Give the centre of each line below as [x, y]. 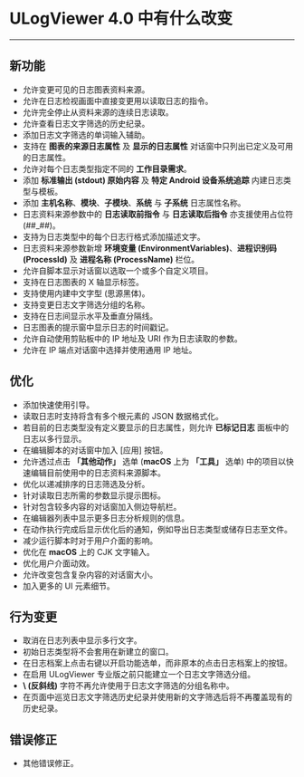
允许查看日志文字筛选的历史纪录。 [86, 123]
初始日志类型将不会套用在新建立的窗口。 [98, 652]
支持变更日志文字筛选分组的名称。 [86, 304]
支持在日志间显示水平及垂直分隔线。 [90, 316]
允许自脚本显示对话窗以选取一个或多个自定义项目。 [118, 270]
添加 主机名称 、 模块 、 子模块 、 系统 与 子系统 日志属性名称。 [134, 202]
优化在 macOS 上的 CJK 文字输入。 [89, 552]
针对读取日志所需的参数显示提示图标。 [94, 495]
